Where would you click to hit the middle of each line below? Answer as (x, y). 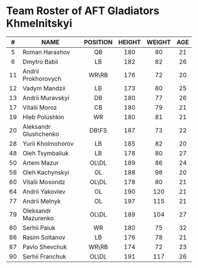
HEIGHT (130, 42)
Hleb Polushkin (44, 117)
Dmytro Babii (41, 61)
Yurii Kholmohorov (48, 143)
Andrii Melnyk (42, 201)
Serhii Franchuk (44, 256)
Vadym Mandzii (44, 88)
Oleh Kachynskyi (46, 172)
